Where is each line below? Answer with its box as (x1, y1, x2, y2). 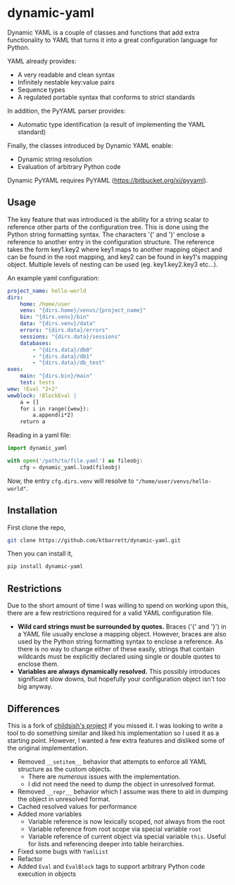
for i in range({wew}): (20, 405, 90, 413)
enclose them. (17, 660, 59, 668)
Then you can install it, (7, 549, 73, 558)
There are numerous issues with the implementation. (27, 772, 181, 781)
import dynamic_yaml (7, 445, 68, 452)
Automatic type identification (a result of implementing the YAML (17, 120, 205, 128)
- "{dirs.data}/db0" (32, 346, 93, 353)
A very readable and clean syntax (17, 70, 115, 79)
